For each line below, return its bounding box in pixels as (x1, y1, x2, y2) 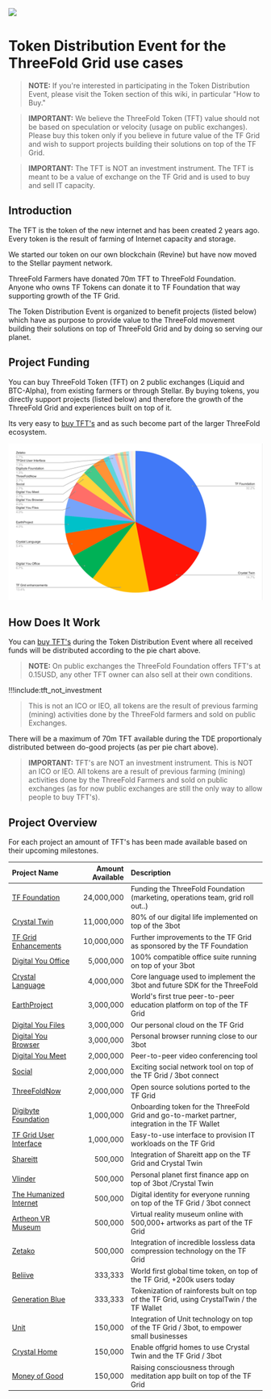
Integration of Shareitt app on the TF (130, 1150, 252, 1159)
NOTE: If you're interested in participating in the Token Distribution (27, 81, 250, 90)
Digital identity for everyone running (130, 1189, 250, 1199)
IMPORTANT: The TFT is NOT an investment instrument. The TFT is (27, 163, 254, 173)
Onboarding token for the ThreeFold (130, 1101, 250, 1111)
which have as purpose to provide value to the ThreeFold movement (8, 315, 236, 324)
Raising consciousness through (130, 1362, 236, 1372)
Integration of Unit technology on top (130, 1314, 253, 1323)
